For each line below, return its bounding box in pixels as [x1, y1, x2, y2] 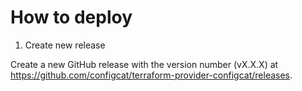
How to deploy [10, 6, 133, 29]
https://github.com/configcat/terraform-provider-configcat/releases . [10, 69, 293, 81]
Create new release [24, 39, 106, 51]
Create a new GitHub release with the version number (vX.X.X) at [10, 58, 279, 70]
